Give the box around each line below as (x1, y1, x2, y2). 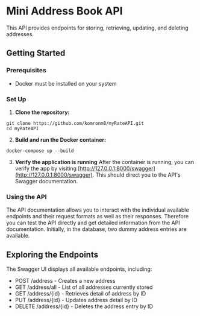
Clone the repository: (14, 109, 70, 116)
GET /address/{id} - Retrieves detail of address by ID (14, 290, 146, 297)
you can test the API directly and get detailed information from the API (6, 219, 180, 227)
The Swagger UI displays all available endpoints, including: (6, 265, 152, 273)
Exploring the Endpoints (6, 249, 98, 260)
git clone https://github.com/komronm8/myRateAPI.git (6, 120, 145, 126)
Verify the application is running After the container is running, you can (14, 158, 195, 165)
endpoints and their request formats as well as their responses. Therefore (6, 213, 189, 220)
